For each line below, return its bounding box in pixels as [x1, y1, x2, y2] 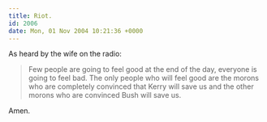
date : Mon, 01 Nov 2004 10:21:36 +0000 [8, 27, 144, 35]
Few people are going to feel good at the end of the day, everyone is [28, 65, 257, 74]
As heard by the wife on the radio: [8, 49, 122, 59]
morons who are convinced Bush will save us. [28, 90, 182, 100]
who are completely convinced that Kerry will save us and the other [28, 82, 254, 91]
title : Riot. [8, 11, 53, 20]
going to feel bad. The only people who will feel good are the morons [28, 74, 260, 83]
